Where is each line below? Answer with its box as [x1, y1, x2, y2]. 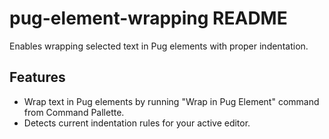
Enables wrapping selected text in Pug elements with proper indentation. [9, 40, 309, 52]
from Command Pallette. [23, 106, 125, 118]
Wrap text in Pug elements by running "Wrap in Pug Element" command [23, 95, 320, 107]
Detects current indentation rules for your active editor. [23, 117, 251, 129]
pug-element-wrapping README [9, 7, 288, 30]
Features [9, 69, 66, 86]
